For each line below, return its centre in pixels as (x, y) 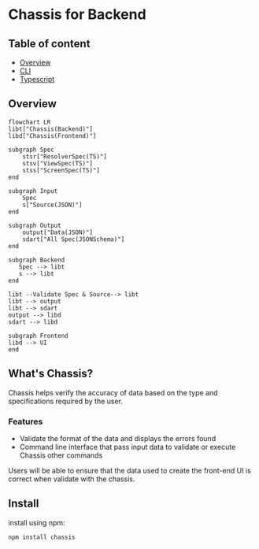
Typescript (37, 79)
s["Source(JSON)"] (52, 205)
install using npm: (37, 522)
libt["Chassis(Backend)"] (50, 129)
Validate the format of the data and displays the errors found (118, 438)
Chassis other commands (61, 455)
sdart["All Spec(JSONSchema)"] (74, 239)
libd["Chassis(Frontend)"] (52, 135)
